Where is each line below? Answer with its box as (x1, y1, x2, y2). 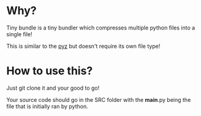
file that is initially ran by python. (6, 102, 88, 110)
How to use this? (6, 64, 93, 78)
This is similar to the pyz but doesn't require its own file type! (6, 42, 161, 50)
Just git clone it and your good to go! (6, 84, 100, 91)
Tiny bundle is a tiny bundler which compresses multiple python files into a (6, 24, 195, 31)
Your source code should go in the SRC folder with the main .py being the (6, 96, 191, 103)
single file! (6, 30, 32, 37)
